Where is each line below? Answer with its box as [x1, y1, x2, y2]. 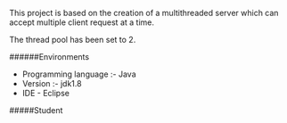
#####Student [9, 105, 63, 115]
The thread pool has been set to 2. [9, 35, 136, 45]
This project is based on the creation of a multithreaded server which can [9, 8, 279, 18]
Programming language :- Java [21, 69, 136, 79]
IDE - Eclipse [21, 88, 70, 98]
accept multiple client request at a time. [9, 17, 154, 28]
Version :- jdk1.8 [21, 78, 82, 88]
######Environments [9, 52, 90, 61]
